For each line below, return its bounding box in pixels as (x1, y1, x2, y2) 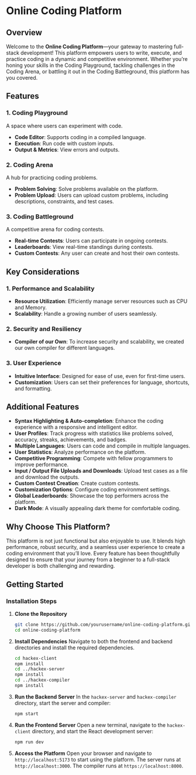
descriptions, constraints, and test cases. (14, 198, 114, 205)
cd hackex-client (14, 655, 57, 661)
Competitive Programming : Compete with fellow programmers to (14, 455, 173, 462)
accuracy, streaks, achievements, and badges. (14, 436, 127, 443)
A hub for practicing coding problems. (6, 174, 98, 181)
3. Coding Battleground (6, 213, 74, 221)
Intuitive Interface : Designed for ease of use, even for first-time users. (14, 372, 185, 379)
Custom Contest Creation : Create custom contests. (14, 480, 140, 487)
